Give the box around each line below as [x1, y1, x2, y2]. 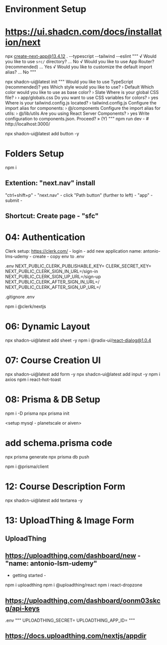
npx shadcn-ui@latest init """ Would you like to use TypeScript [5, 79, 133, 85]
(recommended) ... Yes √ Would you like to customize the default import [5, 64, 153, 70]
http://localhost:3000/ [5, 121, 51, 127]
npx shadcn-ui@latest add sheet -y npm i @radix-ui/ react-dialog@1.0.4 [5, 337, 152, 344]
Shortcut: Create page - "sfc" [5, 212, 99, 220]
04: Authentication [5, 232, 85, 243]
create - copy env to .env [32, 254, 84, 260]
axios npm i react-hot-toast [5, 376, 61, 382]
